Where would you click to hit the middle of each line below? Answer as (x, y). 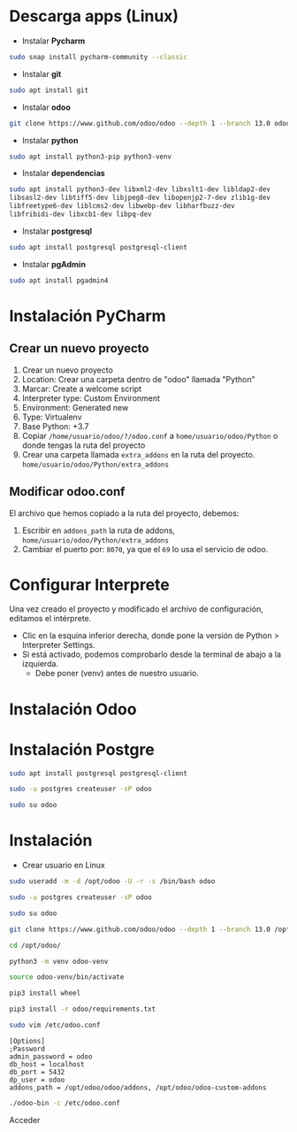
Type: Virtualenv (52, 417)
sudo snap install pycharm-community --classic (99, 57)
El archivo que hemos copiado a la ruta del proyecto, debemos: (124, 513)
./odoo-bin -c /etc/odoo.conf (65, 1103)
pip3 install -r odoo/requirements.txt (83, 1009)
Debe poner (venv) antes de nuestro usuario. (117, 674)
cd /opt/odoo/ (35, 945)
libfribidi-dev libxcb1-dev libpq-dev (80, 214)
